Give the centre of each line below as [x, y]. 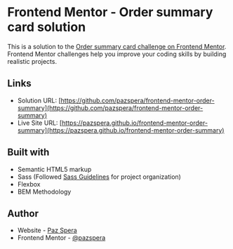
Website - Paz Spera [47, 230]
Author [23, 214]
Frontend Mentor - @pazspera [61, 238]
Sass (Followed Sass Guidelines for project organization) [99, 177]
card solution [47, 27]
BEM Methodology [44, 191]
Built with [28, 153]
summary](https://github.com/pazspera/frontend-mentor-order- [110, 108]
